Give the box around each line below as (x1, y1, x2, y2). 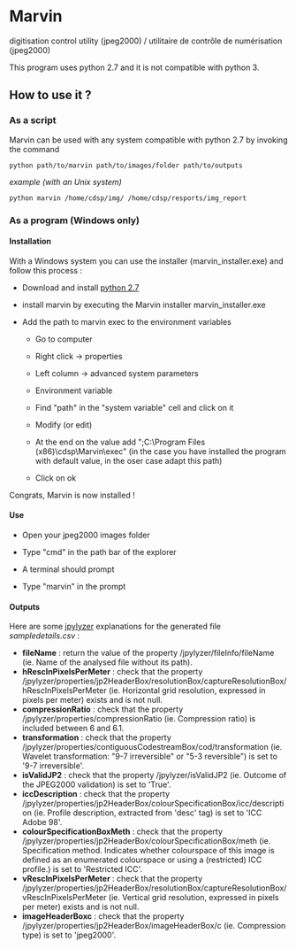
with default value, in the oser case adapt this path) (34, 455, 223, 466)
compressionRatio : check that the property (21, 704, 184, 714)
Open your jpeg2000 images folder (21, 529, 150, 540)
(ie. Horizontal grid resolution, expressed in (109, 685, 266, 696)
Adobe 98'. (21, 817, 63, 828)
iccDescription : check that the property (21, 789, 171, 799)
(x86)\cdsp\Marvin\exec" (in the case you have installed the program (34, 445, 287, 457)
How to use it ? (9, 88, 92, 103)
